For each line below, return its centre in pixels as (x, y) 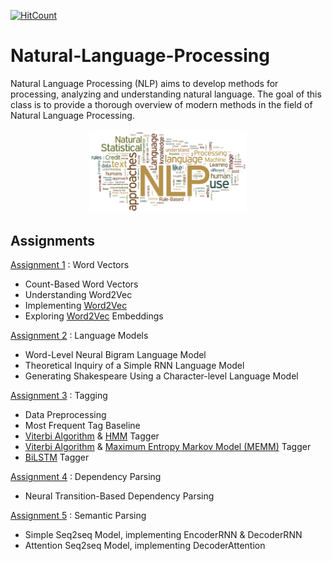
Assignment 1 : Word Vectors (70, 265)
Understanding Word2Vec (78, 295)
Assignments (53, 240)
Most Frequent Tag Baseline (82, 426)
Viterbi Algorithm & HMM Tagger (92, 436)
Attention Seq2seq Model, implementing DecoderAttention (145, 546)
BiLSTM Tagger (57, 457)
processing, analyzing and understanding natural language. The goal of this (166, 94)
